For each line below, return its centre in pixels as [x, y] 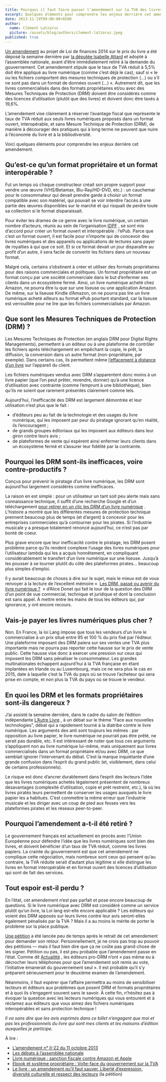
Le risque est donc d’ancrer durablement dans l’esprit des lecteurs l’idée [79, 776]
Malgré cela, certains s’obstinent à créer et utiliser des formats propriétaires [82, 267]
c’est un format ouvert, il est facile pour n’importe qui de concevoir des [77, 236]
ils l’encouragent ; [30, 425]
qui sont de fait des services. [35, 872]
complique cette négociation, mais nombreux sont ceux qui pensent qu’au [81, 857]
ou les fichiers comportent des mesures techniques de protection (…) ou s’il [82, 78]
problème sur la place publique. [37, 926]
